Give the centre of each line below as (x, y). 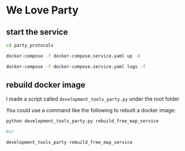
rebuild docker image (46, 85)
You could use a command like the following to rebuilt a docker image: (91, 110)
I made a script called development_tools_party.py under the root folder (93, 99)
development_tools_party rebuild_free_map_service (69, 142)
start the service (37, 32)
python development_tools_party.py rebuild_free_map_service (83, 121)
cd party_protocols (30, 45)
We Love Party (42, 10)
